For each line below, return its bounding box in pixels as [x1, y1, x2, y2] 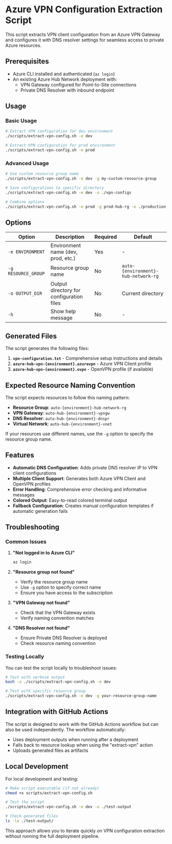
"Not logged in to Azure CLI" [12, 550, 75, 556]
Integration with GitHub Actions [5, 707, 109, 716]
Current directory [122, 290, 164, 297]
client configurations [12, 470, 56, 476]
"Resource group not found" [12, 569, 75, 575]
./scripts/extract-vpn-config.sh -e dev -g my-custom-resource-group [5, 176, 157, 181]
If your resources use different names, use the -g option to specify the [5, 430, 154, 437]
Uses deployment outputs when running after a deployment [12, 736, 139, 743]
